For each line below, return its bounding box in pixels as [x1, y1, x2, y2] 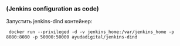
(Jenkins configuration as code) [6, 5, 99, 13]
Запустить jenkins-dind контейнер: [6, 18, 93, 25]
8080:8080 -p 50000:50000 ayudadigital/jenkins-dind [6, 34, 138, 40]
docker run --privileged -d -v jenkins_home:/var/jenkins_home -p [8, 29, 175, 35]
